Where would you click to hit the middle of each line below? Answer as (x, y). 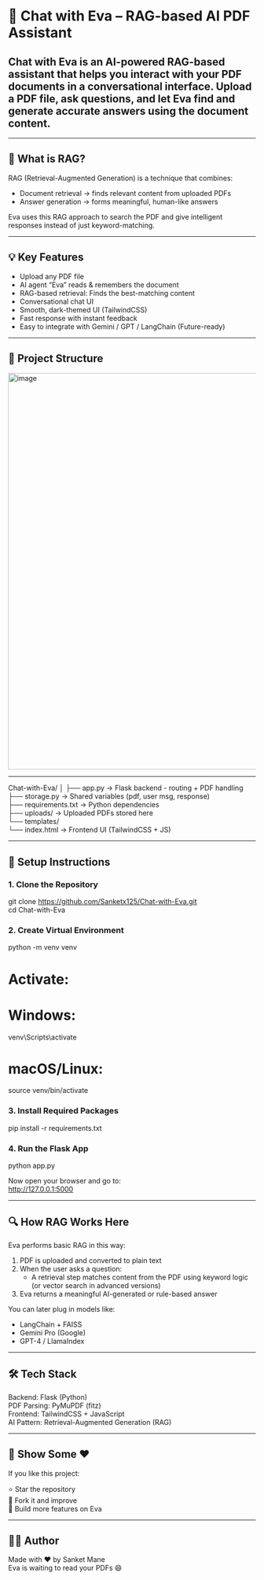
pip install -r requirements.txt (55, 1128)
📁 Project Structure (56, 358)
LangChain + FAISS (51, 1324)
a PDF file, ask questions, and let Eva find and (122, 99)
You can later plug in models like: (62, 1309)
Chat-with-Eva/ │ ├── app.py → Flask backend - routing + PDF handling (126, 788)
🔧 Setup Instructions (59, 862)
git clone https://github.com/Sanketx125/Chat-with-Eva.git (103, 902)
